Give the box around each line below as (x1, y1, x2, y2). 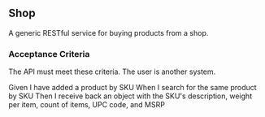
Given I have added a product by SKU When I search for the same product (8, 83, 258, 93)
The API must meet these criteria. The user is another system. (8, 67, 216, 76)
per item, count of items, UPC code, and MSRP (8, 100, 165, 110)
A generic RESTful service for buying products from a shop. (8, 28, 209, 37)
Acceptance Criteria (8, 48, 90, 59)
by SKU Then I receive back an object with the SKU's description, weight (8, 91, 253, 101)
